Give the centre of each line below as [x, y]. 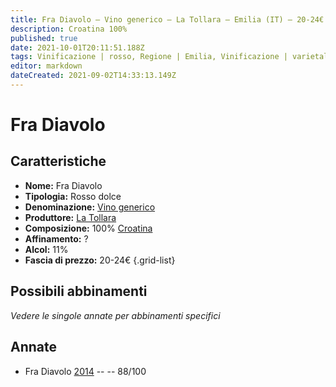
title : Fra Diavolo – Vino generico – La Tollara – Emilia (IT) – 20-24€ [167, 19]
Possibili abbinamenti [79, 291]
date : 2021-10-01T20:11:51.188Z [77, 47]
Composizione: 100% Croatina [88, 228]
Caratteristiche [58, 161]
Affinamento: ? [56, 238]
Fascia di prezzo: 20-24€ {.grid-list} [100, 260]
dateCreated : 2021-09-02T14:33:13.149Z [93, 76]
